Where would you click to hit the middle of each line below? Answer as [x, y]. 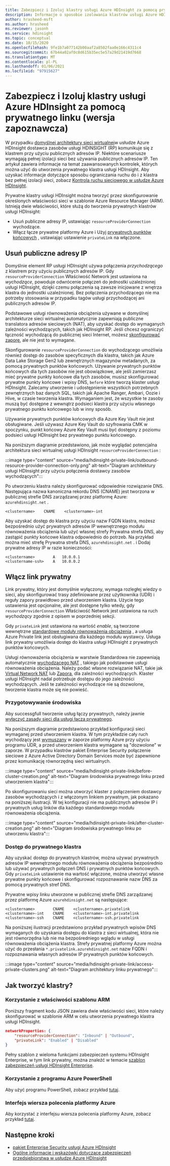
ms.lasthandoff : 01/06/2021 [35, 66]
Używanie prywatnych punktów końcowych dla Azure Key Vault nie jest [80, 419]
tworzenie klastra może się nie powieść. [47, 689]
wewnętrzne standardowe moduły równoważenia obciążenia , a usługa [79, 631]
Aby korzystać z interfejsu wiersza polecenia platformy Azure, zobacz [78, 1114]
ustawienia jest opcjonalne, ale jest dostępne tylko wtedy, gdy [70, 605]
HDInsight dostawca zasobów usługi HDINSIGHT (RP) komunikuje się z [79, 148]
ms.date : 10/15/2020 [27, 43]
